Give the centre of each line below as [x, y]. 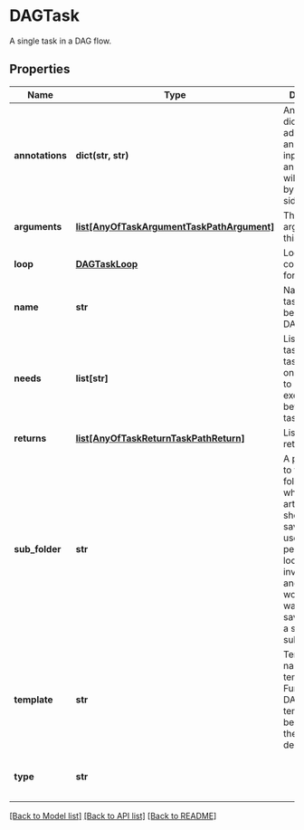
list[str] [92, 378]
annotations [41, 155]
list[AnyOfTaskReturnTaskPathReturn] [160, 438]
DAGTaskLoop [107, 263]
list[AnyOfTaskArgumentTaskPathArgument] [175, 226]
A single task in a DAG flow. [61, 41]
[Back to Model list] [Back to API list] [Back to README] [113, 816]
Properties [40, 69]
